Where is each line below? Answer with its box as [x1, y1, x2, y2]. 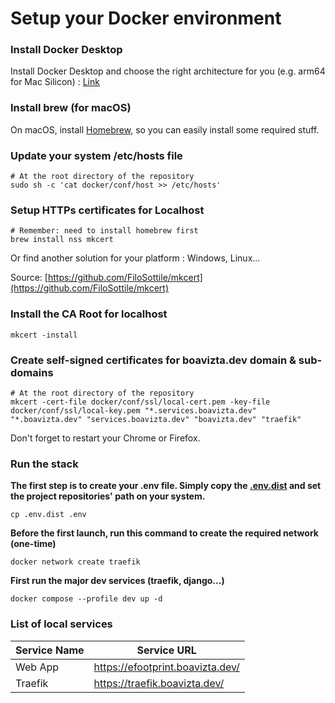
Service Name [15, 643, 85, 657]
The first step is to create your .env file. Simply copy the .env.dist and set [10, 480, 322, 492]
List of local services [10, 617, 113, 631]
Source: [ [10, 272, 48, 284]
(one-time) [10, 538, 57, 550]
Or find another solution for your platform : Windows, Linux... [10, 252, 261, 264]
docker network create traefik [10, 557, 141, 567]
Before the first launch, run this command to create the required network [10, 527, 319, 539]
